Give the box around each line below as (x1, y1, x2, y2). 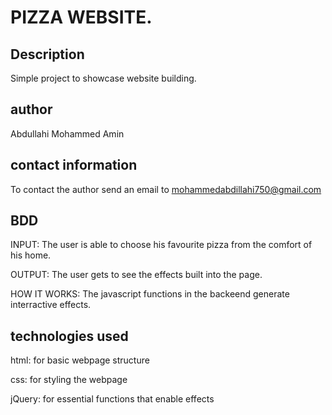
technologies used (10, 327, 129, 345)
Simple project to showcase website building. (10, 72, 197, 84)
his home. (10, 249, 52, 261)
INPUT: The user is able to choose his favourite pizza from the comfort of (10, 239, 313, 251)
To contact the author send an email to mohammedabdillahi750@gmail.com (10, 183, 322, 195)
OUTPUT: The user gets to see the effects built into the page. (10, 269, 263, 281)
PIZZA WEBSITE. (10, 6, 153, 29)
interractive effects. (10, 299, 92, 311)
